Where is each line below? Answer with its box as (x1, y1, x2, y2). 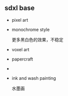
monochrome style (11, 27, 50, 32)
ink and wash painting (11, 75, 56, 81)
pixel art (11, 17, 28, 23)
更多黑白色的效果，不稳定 (11, 36, 64, 42)
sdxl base (4, 4, 35, 12)
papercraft (11, 56, 33, 62)
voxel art (11, 46, 30, 52)
